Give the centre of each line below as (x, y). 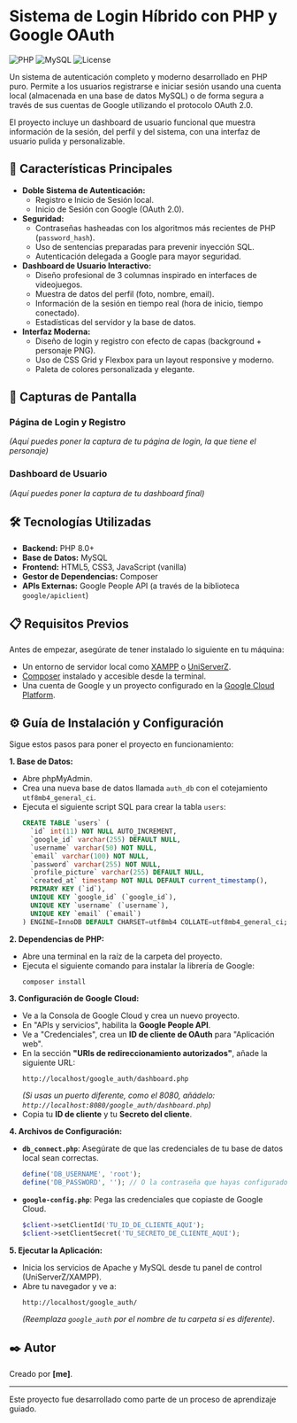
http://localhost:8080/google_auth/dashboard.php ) (117, 1105)
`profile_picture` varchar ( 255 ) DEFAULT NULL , (118, 873)
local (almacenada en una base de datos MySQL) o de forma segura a (137, 96)
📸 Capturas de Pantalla (73, 397)
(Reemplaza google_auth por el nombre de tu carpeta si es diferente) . (148, 1318)
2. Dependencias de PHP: (57, 939)
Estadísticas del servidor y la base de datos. (115, 322)
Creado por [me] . (41, 1373)
